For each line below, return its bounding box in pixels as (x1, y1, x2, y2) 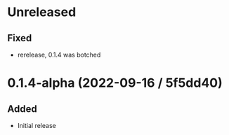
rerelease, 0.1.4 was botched (17, 50, 101, 59)
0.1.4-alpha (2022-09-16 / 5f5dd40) (7, 75, 223, 91)
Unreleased (7, 4, 77, 20)
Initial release (17, 122, 56, 129)
